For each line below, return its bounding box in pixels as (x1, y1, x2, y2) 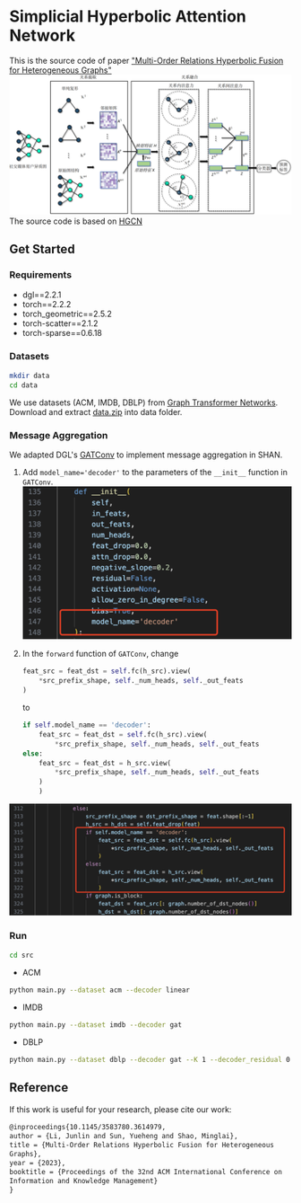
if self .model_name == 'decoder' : (21, 721, 151, 730)
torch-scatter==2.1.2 (21, 317, 99, 329)
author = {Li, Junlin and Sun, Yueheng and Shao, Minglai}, (9, 1131, 239, 1140)
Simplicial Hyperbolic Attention (9, 6, 246, 27)
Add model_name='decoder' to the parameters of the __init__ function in (21, 467, 288, 478)
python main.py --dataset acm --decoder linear (9, 986, 191, 995)
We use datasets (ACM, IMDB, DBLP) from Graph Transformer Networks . (9, 397, 279, 408)
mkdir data (9, 371, 50, 380)
